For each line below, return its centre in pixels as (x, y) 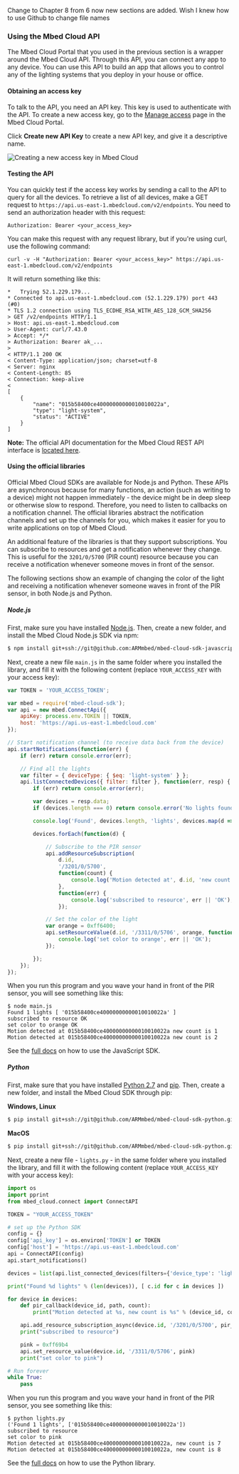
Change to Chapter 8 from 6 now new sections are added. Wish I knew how (118, 10)
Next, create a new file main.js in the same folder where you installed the (115, 662)
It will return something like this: (54, 278)
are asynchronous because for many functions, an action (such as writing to (119, 490)
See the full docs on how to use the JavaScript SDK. (84, 1051)
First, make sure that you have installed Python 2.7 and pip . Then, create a (116, 1085)
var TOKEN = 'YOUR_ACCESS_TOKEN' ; (59, 690)
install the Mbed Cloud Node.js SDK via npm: (73, 635)
